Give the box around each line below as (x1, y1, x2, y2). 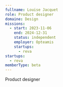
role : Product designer (5, 12, 54, 17)
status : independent (14, 35, 56, 40)
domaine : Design (5, 16, 38, 21)
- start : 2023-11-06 (9, 26, 52, 31)
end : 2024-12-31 (14, 30, 48, 35)
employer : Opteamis (14, 40, 54, 45)
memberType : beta (5, 63, 41, 68)
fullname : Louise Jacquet (5, 7, 58, 12)
